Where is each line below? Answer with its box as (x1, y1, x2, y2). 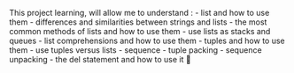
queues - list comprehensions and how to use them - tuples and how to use (9, 35, 285, 46)
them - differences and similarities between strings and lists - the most (9, 17, 267, 27)
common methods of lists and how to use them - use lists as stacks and (9, 26, 271, 36)
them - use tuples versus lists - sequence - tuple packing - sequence (9, 45, 263, 55)
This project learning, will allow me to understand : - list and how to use (9, 8, 270, 18)
